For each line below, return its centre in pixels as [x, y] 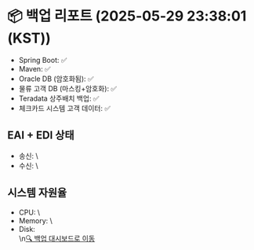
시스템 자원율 [37, 193]
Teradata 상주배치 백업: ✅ [59, 98]
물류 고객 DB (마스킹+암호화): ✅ [67, 88]
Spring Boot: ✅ [43, 60]
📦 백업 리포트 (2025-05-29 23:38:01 [127, 16]
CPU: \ [29, 212]
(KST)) [29, 38]
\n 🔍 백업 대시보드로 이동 [57, 238]
